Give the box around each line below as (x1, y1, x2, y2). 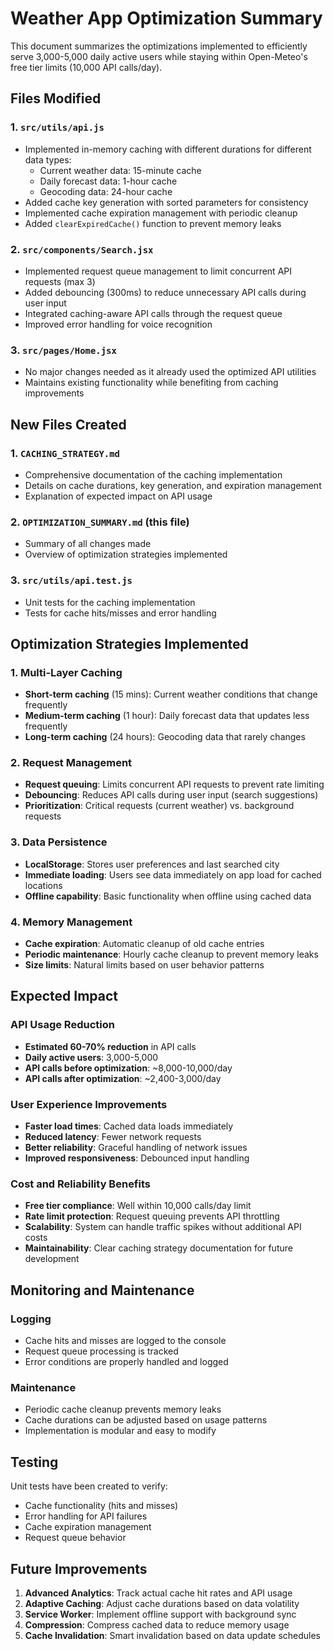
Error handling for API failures (24, 1510, 148, 1522)
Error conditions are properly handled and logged (24, 1356, 229, 1368)
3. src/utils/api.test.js (10, 573, 133, 587)
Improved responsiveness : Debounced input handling (24, 1152, 250, 1164)
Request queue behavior (24, 1532, 127, 1544)
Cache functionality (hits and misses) (24, 1500, 179, 1512)
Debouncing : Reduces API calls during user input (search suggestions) (24, 789, 319, 801)
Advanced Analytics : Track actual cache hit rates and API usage (24, 1587, 293, 1599)
